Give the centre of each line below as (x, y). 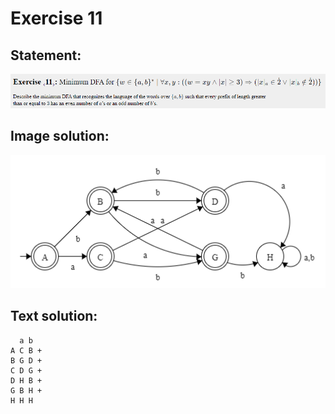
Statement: (46, 55)
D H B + (26, 380)
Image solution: (60, 136)
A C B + (26, 350)
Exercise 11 (56, 18)
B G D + (26, 360)
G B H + (26, 390)
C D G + (26, 370)
